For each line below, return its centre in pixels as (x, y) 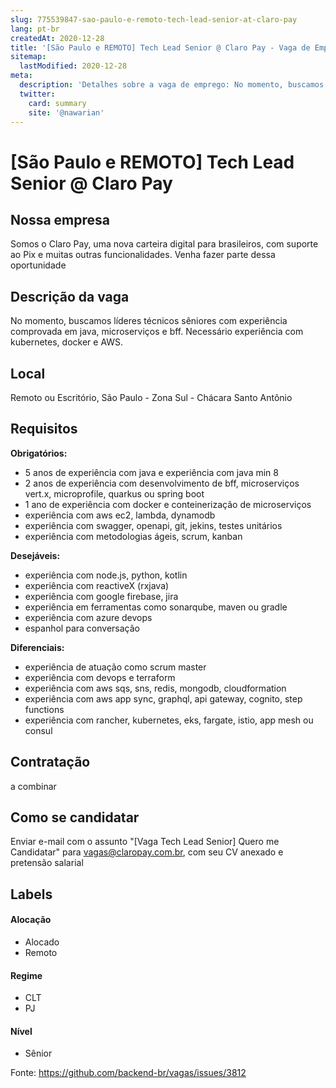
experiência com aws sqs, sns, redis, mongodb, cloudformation (155, 688)
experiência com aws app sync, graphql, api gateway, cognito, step (163, 698)
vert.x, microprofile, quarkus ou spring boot (114, 493)
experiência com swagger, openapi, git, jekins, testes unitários (153, 525)
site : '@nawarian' (66, 112)
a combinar (33, 786)
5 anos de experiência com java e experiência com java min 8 (151, 472)
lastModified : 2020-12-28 (73, 66)
